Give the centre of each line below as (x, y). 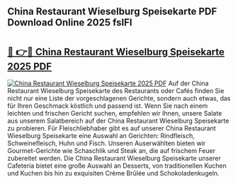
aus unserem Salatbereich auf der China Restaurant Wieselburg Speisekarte (118, 121)
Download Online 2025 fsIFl (70, 23)
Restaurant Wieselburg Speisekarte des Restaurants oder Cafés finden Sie (116, 91)
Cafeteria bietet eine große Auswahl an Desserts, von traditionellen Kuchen (117, 166)
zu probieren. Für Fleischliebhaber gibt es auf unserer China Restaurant (112, 128)
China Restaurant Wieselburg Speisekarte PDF (112, 12)
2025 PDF (29, 66)
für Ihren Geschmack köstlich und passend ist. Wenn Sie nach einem (108, 106)
